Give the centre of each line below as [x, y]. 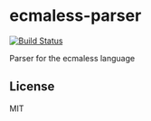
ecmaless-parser [75, 16]
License [32, 87]
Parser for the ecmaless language [72, 58]
